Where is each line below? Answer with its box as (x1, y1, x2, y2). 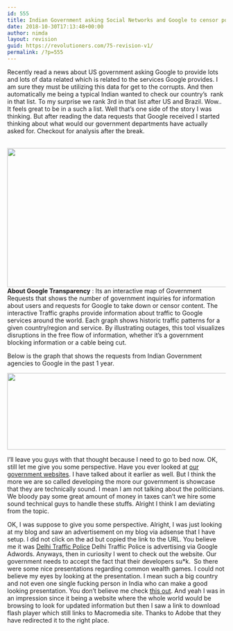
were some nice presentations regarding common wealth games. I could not (7, 564, 225, 573)
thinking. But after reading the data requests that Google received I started (7, 112, 220, 120)
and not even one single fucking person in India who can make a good (7, 579, 208, 587)
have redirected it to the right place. (7, 616, 110, 624)
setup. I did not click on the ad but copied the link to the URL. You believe (7, 535, 216, 543)
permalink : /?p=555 (7, 49, 64, 56)
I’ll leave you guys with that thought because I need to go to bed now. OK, (7, 455, 218, 463)
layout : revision (7, 36, 58, 43)
